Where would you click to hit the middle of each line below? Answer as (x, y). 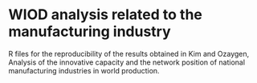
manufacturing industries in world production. (84, 70)
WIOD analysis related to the (105, 15)
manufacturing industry (90, 32)
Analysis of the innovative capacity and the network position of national (127, 62)
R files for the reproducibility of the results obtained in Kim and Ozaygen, (129, 53)
